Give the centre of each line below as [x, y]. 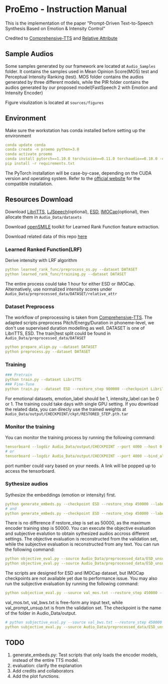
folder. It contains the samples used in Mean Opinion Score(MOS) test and [82, 71]
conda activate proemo [29, 154]
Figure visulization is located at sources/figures [54, 102]
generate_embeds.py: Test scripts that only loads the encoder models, [85, 655]
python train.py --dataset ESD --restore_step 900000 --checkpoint [77, 389]
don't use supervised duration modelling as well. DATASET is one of [75, 328]
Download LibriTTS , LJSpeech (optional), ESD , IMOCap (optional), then [77, 211]
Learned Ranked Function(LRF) [43, 249]
